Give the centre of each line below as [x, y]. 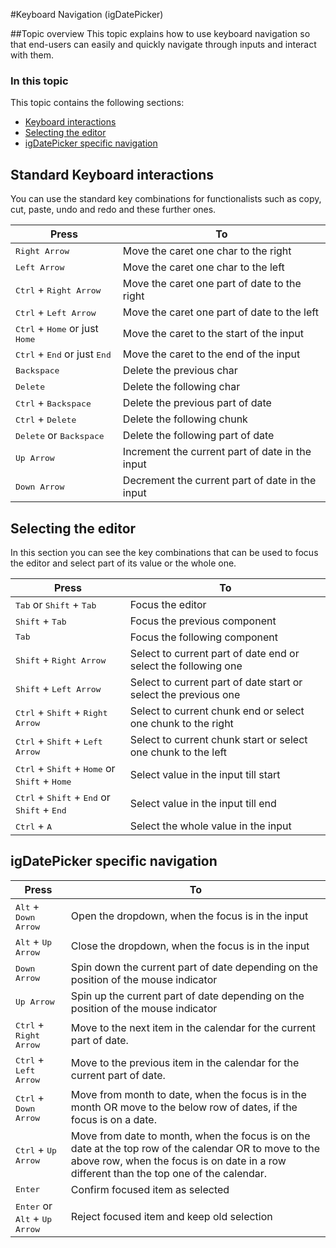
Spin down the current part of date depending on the [194, 967]
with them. [32, 55]
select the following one [186, 666]
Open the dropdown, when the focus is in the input [189, 916]
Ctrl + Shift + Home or [65, 768]
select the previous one [185, 694]
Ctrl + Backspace [53, 403]
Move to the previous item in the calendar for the [185, 1062]
